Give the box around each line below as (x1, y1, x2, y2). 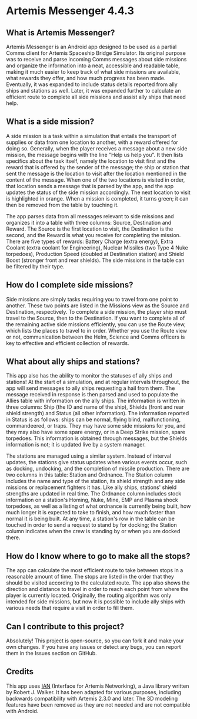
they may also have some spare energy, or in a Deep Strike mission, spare (6, 429, 185, 436)
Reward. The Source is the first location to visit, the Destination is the (6, 225, 173, 232)
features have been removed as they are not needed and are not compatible (6, 701, 191, 708)
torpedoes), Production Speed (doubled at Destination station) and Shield (6, 250, 184, 257)
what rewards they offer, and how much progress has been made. (6, 75, 166, 81)
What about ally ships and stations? (6, 357, 140, 367)
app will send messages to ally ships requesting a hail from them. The (6, 385, 175, 392)
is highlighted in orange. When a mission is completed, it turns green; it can (6, 195, 189, 202)
